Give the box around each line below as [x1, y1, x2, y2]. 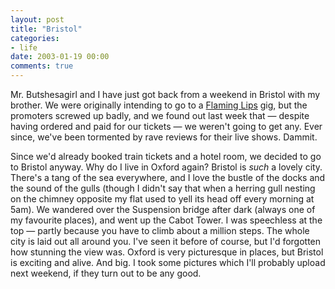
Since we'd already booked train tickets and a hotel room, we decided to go [10, 151, 322, 162]
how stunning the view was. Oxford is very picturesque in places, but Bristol [10, 246, 324, 258]
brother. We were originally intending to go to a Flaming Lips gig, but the [10, 99, 308, 111]
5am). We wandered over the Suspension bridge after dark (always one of [10, 204, 316, 215]
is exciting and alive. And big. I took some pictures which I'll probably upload [10, 257, 326, 268]
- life [10, 42, 38, 53]
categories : [10, 33, 60, 43]
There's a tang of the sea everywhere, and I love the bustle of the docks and [10, 172, 326, 183]
